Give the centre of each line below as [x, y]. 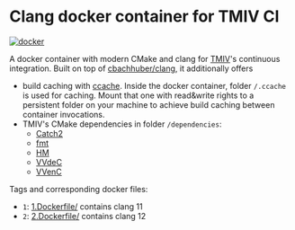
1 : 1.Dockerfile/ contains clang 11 [82, 206]
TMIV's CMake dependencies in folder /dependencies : [122, 124]
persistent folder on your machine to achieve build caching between [148, 104]
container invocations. [63, 114]
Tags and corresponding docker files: [79, 189]
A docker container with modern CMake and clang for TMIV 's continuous [145, 58]
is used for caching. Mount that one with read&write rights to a [138, 95]
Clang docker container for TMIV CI [144, 17]
